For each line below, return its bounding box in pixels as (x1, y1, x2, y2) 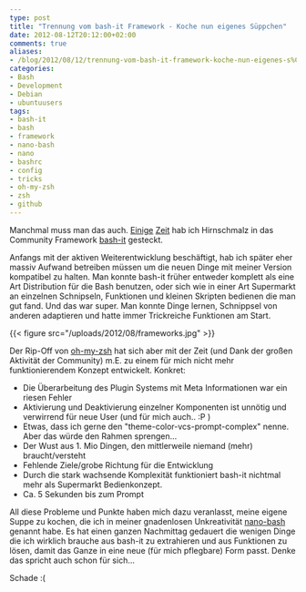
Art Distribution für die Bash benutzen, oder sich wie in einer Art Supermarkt (9, 281, 296, 291)
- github (9, 199, 43, 209)
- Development (9, 81, 64, 90)
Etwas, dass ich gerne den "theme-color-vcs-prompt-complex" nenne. (22, 421, 290, 432)
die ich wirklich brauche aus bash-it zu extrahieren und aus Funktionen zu (9, 535, 288, 546)
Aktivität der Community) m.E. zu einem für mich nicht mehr (9, 354, 235, 365)
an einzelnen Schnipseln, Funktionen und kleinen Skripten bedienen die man (9, 291, 296, 301)
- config (9, 166, 43, 175)
